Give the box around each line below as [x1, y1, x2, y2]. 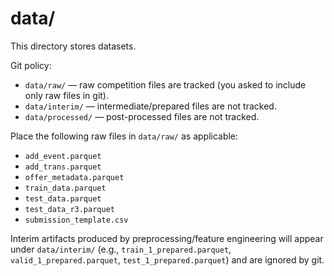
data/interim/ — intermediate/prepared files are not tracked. [24, 100, 277, 112]
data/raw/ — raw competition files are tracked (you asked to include [24, 78, 307, 91]
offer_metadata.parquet [24, 172, 125, 182]
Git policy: [10, 59, 52, 71]
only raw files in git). [24, 89, 110, 101]
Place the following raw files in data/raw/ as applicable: [10, 130, 239, 142]
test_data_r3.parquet [24, 204, 115, 214]
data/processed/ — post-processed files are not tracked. [24, 110, 260, 122]
